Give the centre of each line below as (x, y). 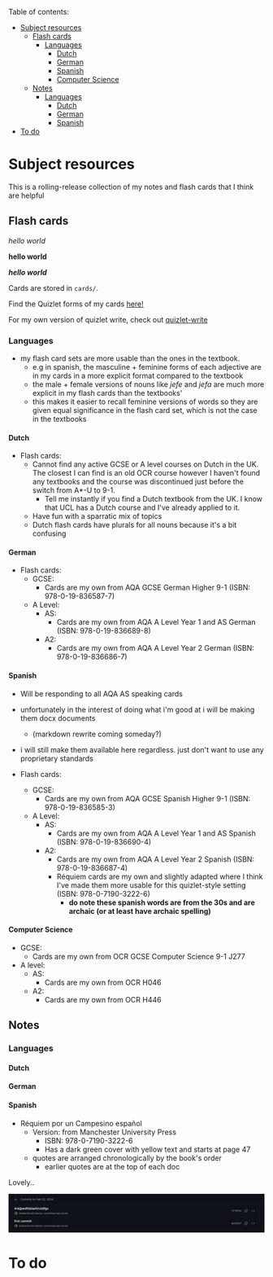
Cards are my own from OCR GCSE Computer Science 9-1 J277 (139, 956)
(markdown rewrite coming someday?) (97, 734)
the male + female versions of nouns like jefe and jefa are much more (148, 384)
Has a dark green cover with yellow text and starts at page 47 (147, 1149)
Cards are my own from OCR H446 (103, 999)
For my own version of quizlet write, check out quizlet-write (108, 319)
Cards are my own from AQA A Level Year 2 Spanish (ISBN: (155, 859)
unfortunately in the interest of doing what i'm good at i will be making (137, 709)
